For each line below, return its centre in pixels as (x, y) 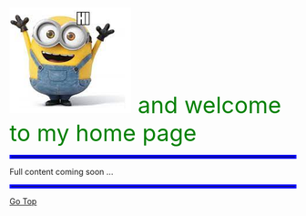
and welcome (210, 105)
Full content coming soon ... (61, 172)
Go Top (23, 201)
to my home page (103, 133)
